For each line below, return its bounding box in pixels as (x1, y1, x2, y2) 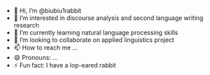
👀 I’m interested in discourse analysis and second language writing (13, 14, 204, 22)
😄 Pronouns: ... (13, 54, 59, 61)
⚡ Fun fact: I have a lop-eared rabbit (13, 61, 116, 69)
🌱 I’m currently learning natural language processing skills (13, 28, 178, 36)
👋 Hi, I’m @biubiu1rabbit (13, 7, 81, 14)
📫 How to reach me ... (13, 43, 78, 52)
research (13, 21, 39, 29)
